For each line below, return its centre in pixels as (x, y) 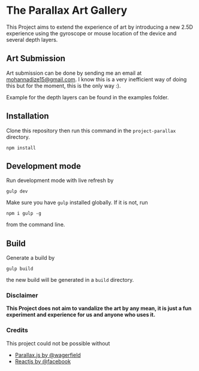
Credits (17, 330)
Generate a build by (31, 258)
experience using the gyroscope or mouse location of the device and (91, 33)
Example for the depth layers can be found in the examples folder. (88, 97)
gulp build (20, 269)
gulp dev (17, 191)
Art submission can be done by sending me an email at (74, 73)
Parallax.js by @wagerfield (48, 355)
